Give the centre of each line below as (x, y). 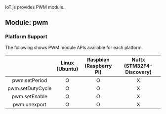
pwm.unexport (30, 104)
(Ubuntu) (67, 69)
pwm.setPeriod (30, 80)
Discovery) (138, 72)
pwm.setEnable (30, 96)
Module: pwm (27, 22)
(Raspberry (98, 66)
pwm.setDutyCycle (30, 88)
